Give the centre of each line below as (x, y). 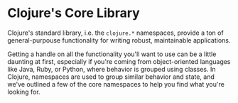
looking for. (24, 92)
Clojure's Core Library (74, 13)
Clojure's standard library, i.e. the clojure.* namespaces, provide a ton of (115, 33)
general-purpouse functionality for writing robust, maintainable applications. (119, 40)
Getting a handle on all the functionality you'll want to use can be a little (112, 54)
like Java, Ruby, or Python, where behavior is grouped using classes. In (112, 69)
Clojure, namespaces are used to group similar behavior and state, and (111, 77)
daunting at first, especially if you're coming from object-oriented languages (119, 61)
